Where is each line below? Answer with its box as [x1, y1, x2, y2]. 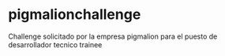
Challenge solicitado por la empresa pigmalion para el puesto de [8, 32, 218, 41]
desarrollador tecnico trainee [8, 39, 103, 49]
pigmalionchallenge [8, 6, 141, 24]
